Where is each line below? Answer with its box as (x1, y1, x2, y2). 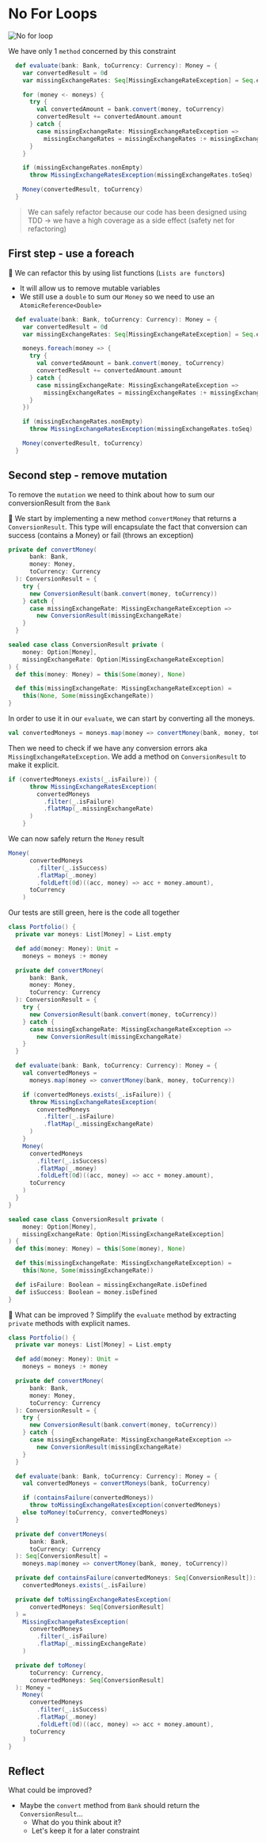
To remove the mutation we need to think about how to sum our (8, 489, 215, 499)
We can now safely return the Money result (8, 834, 145, 843)
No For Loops (8, 5, 97, 23)
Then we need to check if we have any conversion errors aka (8, 743, 208, 752)
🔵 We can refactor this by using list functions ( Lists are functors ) (8, 268, 226, 277)
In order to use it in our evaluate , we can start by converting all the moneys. (8, 714, 256, 723)
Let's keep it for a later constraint (31, 1826, 140, 1836)
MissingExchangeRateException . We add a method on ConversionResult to (8, 752, 247, 761)
